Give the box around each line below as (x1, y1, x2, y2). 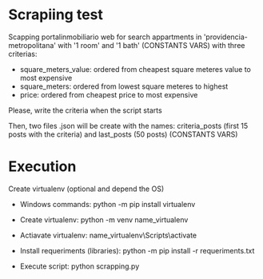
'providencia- (203, 32, 248, 42)
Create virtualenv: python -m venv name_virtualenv (19, 214, 189, 225)
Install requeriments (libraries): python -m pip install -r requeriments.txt (19, 245, 255, 255)
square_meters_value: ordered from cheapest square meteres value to (19, 64, 252, 74)
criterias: (8, 49, 38, 58)
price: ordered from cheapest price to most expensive (19, 90, 198, 99)
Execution (8, 157, 77, 176)
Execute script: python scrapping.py (19, 261, 140, 271)
